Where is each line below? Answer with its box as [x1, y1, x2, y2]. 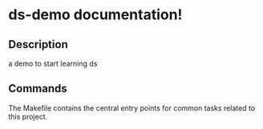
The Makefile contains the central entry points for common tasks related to [8, 103, 256, 113]
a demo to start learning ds [8, 58, 98, 68]
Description [8, 38, 68, 51]
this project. [8, 111, 48, 121]
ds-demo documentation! [8, 6, 183, 24]
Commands [8, 82, 68, 95]
